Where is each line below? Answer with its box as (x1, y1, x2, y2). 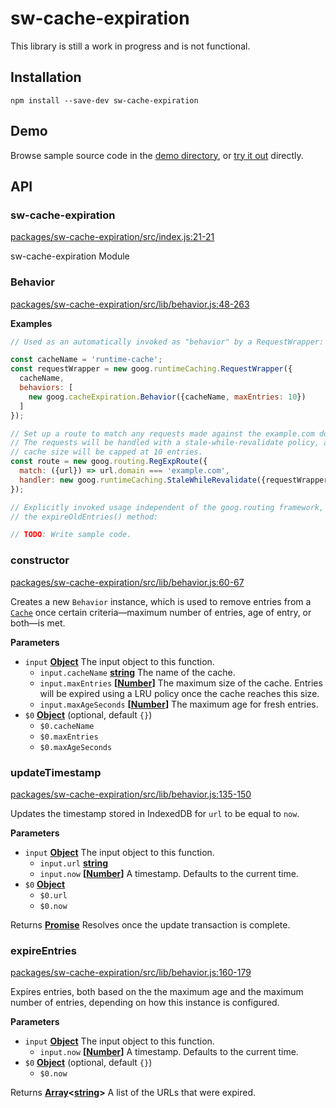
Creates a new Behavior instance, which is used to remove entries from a (10, 595, 312, 607)
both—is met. (10, 617, 66, 629)
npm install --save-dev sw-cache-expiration (10, 95, 199, 106)
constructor (10, 553, 70, 567)
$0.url (39, 890, 68, 901)
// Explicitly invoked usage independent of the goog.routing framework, (10, 502, 325, 512)
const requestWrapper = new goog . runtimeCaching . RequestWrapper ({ (10, 364, 293, 374)
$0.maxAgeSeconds (39, 742, 113, 752)
